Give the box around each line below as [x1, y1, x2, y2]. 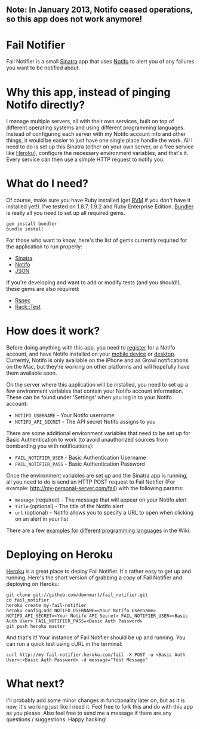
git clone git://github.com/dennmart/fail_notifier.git [6, 592, 148, 598]
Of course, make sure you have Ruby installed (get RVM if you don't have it [6, 197, 191, 204]
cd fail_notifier [6, 597, 50, 603]
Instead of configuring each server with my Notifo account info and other [6, 130, 186, 138]
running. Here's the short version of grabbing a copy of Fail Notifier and [6, 574, 183, 581]
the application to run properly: [6, 243, 82, 250]
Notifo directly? [6, 98, 85, 111]
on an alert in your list [14, 515, 69, 523]
